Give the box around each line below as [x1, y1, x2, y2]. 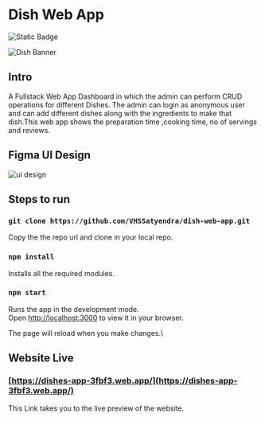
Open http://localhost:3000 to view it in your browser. [8, 313, 185, 322]
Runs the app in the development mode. [8, 304, 139, 314]
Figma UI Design [8, 149, 92, 162]
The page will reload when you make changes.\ [8, 328, 164, 337]
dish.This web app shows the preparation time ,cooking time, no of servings [8, 117, 257, 127]
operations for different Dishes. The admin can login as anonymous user [8, 99, 245, 109]
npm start [8, 288, 46, 298]
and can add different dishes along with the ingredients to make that [8, 108, 232, 118]
